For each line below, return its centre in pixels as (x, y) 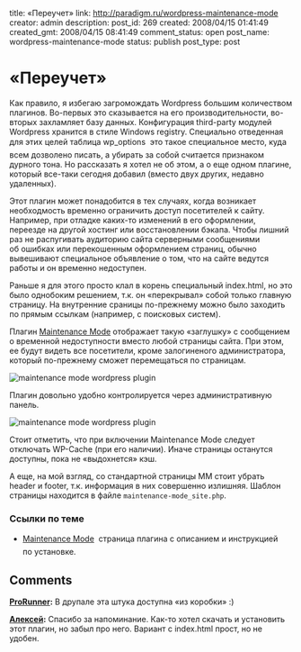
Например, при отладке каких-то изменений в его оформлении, (133, 220)
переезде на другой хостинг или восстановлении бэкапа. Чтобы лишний (149, 230)
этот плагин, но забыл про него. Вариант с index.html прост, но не (136, 629)
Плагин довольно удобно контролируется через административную (141, 394)
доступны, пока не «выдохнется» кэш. (83, 458)
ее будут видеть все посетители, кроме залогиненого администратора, (147, 350)
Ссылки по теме (47, 519)
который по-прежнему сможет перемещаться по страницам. (128, 360)
